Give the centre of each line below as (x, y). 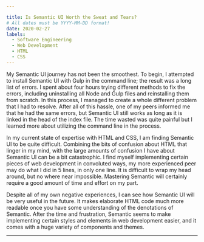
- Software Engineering (42, 40)
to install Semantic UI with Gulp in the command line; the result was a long (99, 80)
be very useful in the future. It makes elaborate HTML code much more (95, 201)
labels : (16, 34)
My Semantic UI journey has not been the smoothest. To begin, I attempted (100, 74)
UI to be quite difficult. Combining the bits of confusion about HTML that (97, 144)
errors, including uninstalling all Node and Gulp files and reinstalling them (98, 93)
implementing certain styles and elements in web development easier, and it (101, 220)
